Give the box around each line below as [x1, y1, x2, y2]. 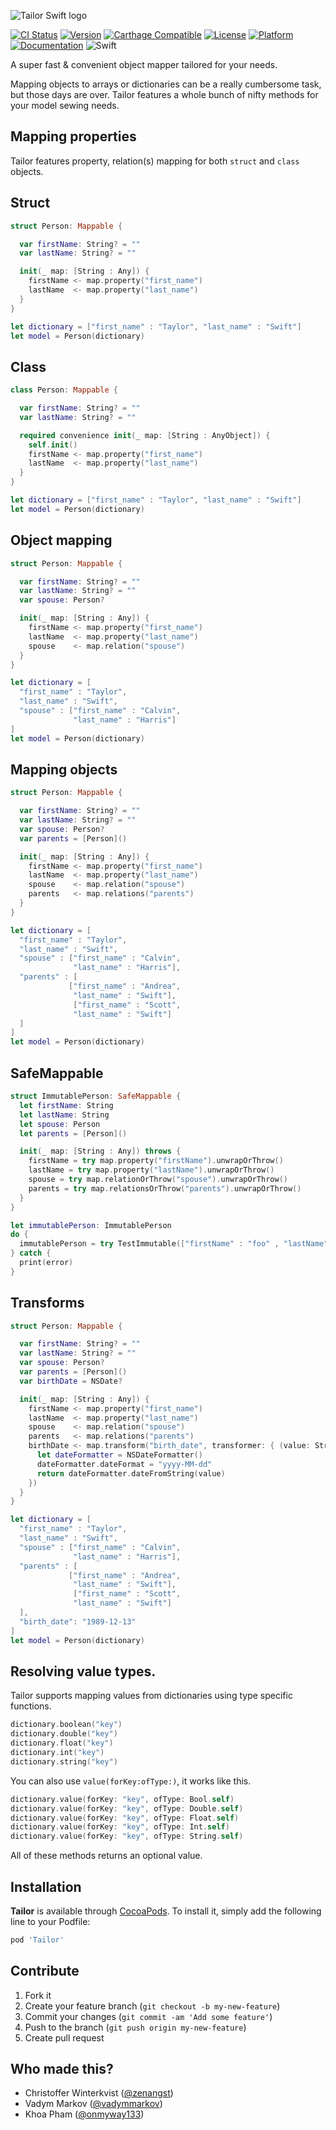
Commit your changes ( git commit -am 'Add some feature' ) [24, 2010, 273, 2022]
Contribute [10, 1963, 80, 1980]
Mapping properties [10, 128, 137, 145]
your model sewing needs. [10, 100, 120, 111]
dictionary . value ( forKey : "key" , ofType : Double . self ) [10, 1803, 244, 1814]
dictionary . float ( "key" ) [10, 1738, 114, 1749]
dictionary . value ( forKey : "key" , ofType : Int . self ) [10, 1822, 230, 1832]
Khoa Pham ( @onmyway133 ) [24, 2108, 145, 2120]
